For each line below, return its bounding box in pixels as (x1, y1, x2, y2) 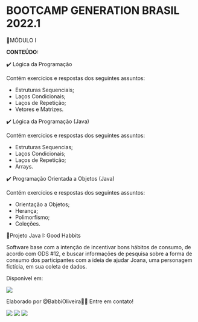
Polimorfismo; (14, 213, 50, 221)
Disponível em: (6, 274, 43, 282)
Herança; (14, 207, 38, 214)
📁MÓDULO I (6, 36, 36, 44)
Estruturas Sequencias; (14, 143, 74, 150)
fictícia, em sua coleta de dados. (6, 263, 88, 270)
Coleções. (14, 220, 40, 227)
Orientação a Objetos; (14, 201, 70, 208)
